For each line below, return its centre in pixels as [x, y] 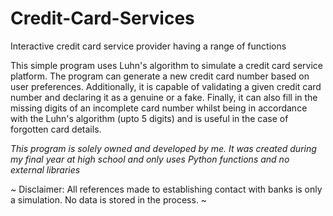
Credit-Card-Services [102, 18]
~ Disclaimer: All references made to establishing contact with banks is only [166, 189]
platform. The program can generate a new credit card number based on [160, 76]
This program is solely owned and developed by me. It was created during [163, 148]
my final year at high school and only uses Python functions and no [150, 159]
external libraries [45, 169]
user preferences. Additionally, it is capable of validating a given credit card [166, 86]
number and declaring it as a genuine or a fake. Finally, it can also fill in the [164, 97]
